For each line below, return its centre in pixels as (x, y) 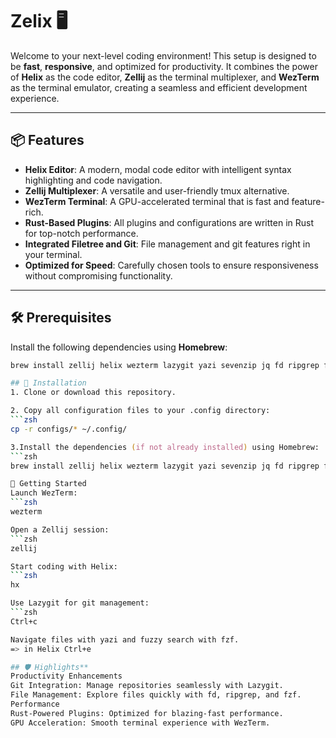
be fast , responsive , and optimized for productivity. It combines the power (164, 66)
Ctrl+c (24, 621)
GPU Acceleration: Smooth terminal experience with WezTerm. (140, 723)
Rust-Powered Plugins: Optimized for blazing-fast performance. (147, 713)
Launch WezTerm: (44, 493)
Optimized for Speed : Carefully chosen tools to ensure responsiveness (171, 265)
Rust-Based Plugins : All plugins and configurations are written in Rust (169, 222)
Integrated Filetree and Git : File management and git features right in (167, 244)
